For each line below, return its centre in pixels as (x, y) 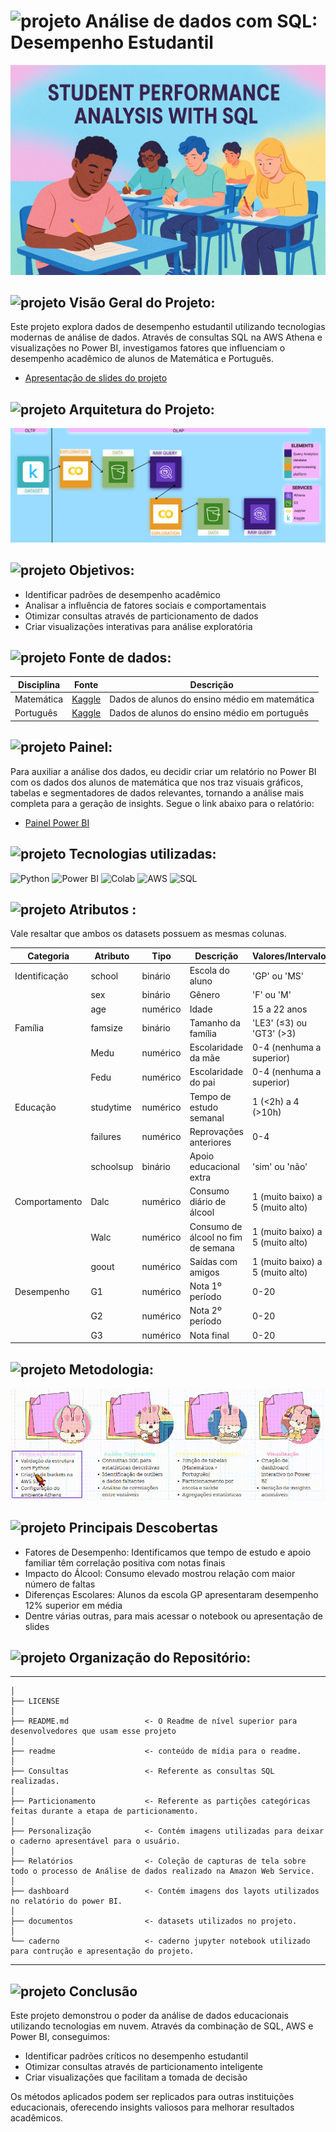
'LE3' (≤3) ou (279, 1022)
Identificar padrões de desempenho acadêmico (122, 594)
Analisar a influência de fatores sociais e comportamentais (145, 605)
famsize (106, 1028)
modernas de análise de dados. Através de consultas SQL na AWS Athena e (166, 337)
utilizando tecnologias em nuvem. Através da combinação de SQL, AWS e (162, 2026)
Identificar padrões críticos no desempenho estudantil (136, 2056)
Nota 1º (205, 1286)
